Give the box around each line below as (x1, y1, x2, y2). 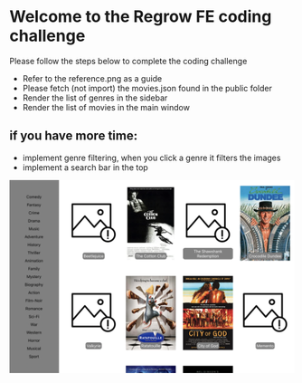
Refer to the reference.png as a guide (22, 72, 163, 83)
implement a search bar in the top (22, 161, 149, 173)
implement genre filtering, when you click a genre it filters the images (22, 152, 281, 163)
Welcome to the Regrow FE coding (9, 6, 272, 27)
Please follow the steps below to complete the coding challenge (9, 55, 248, 66)
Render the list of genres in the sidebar (22, 92, 168, 103)
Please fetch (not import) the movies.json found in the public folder (22, 82, 273, 93)
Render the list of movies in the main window (22, 101, 190, 112)
